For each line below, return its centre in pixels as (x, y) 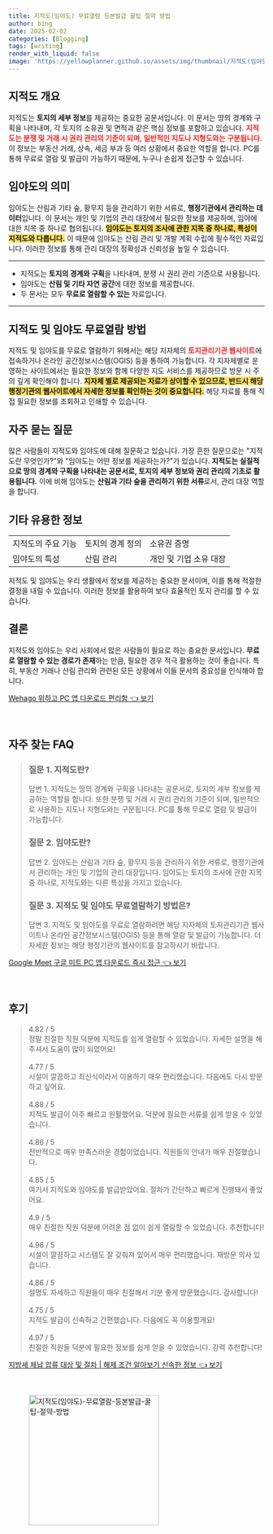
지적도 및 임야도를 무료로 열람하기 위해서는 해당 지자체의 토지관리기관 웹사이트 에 (135, 350)
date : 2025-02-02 (38, 31)
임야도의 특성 (36, 559)
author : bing (30, 24)
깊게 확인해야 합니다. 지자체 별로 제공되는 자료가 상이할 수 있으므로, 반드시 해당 (140, 381)
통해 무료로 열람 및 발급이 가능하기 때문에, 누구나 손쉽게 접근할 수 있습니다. (126, 158)
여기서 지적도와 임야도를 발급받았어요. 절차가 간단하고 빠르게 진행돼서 (138, 1189)
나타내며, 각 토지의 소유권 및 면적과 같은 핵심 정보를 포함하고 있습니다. (134, 128)
